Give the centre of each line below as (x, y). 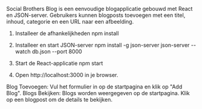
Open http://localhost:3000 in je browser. (66, 75)
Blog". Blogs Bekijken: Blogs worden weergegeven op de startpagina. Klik (98, 93)
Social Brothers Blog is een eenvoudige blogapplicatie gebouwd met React (99, 9)
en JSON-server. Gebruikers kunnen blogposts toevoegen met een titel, (96, 15)
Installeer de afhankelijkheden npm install (67, 33)
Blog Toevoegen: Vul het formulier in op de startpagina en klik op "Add (94, 87)
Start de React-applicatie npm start (59, 63)
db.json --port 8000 (57, 51)
